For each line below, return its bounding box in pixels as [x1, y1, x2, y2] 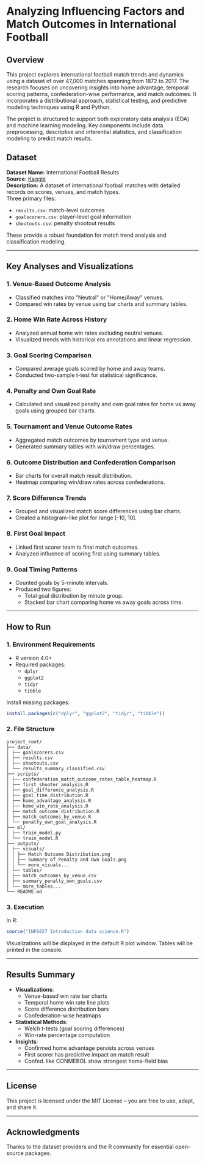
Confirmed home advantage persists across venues [24, 1044, 154, 1052]
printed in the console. [6, 946, 63, 953]
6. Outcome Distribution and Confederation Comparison [6, 458, 176, 466]
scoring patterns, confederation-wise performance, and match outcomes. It [6, 91, 196, 97]
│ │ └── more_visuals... [6, 861, 70, 868]
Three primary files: [6, 195, 56, 202]
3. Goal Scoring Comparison [6, 351, 92, 359]
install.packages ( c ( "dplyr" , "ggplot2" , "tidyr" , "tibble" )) [6, 710, 165, 716]
